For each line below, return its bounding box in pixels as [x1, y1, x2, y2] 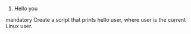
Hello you [14, 5, 38, 12]
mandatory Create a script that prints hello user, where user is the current [5, 16, 186, 23]
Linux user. [5, 23, 33, 29]
